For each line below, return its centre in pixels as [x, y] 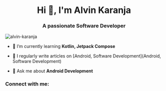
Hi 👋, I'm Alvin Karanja [84, 10]
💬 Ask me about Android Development [53, 71]
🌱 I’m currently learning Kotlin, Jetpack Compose [64, 46]
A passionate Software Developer [84, 26]
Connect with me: [27, 84]
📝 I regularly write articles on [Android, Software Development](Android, [87, 56]
